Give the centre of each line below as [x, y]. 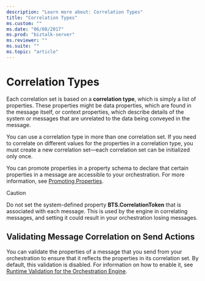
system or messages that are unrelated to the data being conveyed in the [98, 118]
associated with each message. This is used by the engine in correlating [97, 211]
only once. [20, 156]
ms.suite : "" [23, 46]
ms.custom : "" [24, 23]
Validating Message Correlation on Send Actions [101, 237]
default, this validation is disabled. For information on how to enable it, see [100, 265]
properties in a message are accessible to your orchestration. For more [95, 174]
